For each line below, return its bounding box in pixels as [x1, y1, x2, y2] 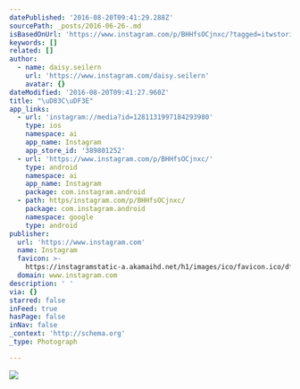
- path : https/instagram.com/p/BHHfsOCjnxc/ [17, 196, 186, 206]
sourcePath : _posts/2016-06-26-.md [9, 21, 142, 30]
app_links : [9, 105, 50, 114]
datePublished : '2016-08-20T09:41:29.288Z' [9, 13, 174, 22]
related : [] [9, 47, 54, 55]
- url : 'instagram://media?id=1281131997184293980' [17, 113, 214, 122]
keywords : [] [9, 38, 58, 47]
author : [9, 55, 38, 63]
